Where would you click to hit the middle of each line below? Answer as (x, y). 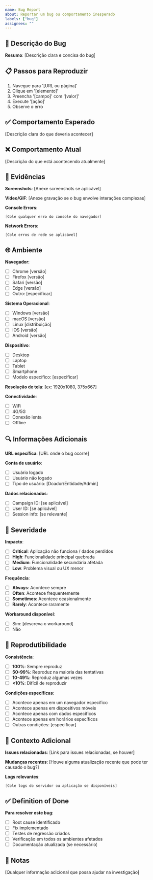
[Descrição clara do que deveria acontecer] (49, 134)
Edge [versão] (26, 288)
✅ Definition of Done (37, 801)
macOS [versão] (29, 319)
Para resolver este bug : (29, 812)
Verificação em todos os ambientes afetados (57, 839)
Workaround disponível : (30, 614)
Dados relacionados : (26, 494)
